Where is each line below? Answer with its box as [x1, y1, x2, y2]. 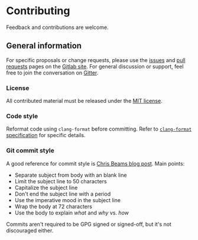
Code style [6, 112, 38, 120]
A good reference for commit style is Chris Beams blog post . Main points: [6, 160, 185, 167]
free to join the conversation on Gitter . [6, 69, 99, 76]
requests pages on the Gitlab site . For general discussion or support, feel [6, 63, 184, 70]
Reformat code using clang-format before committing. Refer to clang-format [6, 125, 192, 132]
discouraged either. [6, 226, 54, 234]
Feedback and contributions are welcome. [6, 24, 109, 31]
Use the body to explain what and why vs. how [14, 209, 129, 216]
